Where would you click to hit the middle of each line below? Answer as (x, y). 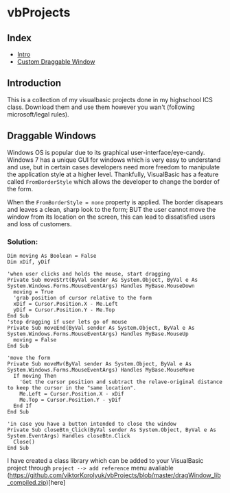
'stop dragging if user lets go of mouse (67, 322)
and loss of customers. (39, 224)
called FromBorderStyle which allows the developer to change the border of (113, 181)
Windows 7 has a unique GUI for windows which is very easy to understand (114, 160)
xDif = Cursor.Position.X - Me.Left (66, 304)
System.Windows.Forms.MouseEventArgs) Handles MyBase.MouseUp (98, 334)
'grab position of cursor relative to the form (83, 298)
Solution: (23, 241)
